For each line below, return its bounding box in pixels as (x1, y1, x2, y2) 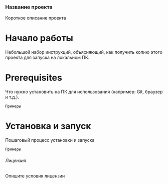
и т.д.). (5, 94, 19, 100)
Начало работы (5, 33, 74, 44)
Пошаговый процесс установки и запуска (5, 137, 95, 143)
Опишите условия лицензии (5, 173, 65, 179)
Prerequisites (5, 72, 63, 83)
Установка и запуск (5, 121, 91, 132)
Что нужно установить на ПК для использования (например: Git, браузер (5, 89, 163, 95)
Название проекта (5, 4, 53, 11)
